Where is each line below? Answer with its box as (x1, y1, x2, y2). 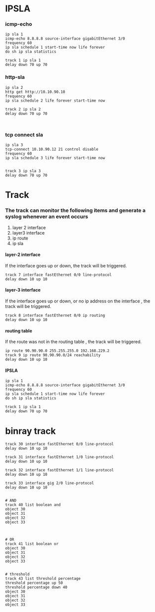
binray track (5, 425, 56, 436)
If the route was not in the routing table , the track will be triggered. (5, 339, 142, 345)
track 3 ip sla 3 (5, 169, 41, 174)
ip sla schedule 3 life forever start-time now (5, 156, 105, 161)
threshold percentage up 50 (5, 581, 63, 586)
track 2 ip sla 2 (5, 107, 41, 112)
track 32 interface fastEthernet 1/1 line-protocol (5, 468, 114, 473)
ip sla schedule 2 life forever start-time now (5, 98, 105, 103)
